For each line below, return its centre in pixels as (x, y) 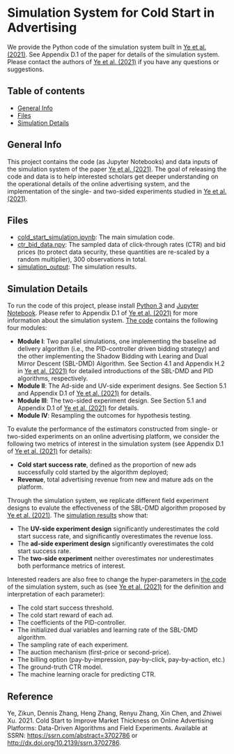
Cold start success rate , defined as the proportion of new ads (107, 465)
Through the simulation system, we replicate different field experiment (108, 501)
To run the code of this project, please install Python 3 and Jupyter (103, 306)
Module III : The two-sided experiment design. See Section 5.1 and (112, 401)
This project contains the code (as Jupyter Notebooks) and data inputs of (112, 161)
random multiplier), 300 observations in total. (82, 259)
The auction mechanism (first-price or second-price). (94, 652)
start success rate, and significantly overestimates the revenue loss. (115, 536)
